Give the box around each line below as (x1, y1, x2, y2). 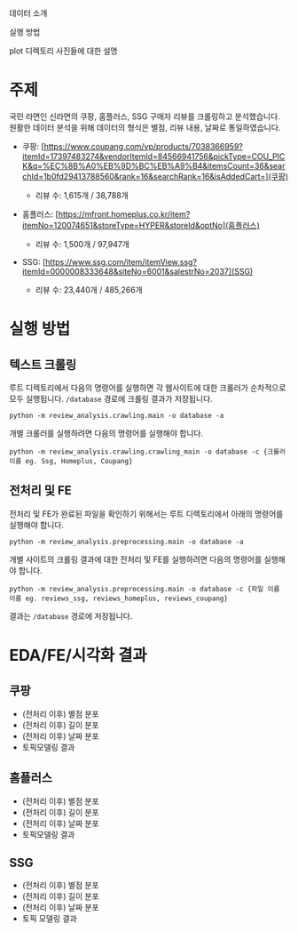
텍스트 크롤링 (9, 357, 77, 372)
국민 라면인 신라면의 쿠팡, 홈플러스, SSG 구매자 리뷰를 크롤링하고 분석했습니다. (9, 110, 281, 122)
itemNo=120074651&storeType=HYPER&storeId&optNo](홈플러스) (21, 220, 260, 230)
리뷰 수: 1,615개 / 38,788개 (35, 189, 129, 200)
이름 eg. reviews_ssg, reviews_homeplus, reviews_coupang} (9, 594, 229, 603)
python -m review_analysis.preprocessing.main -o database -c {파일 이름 (9, 584, 280, 593)
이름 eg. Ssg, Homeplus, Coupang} (9, 456, 133, 465)
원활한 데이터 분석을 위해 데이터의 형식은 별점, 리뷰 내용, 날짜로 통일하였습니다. (9, 122, 281, 133)
